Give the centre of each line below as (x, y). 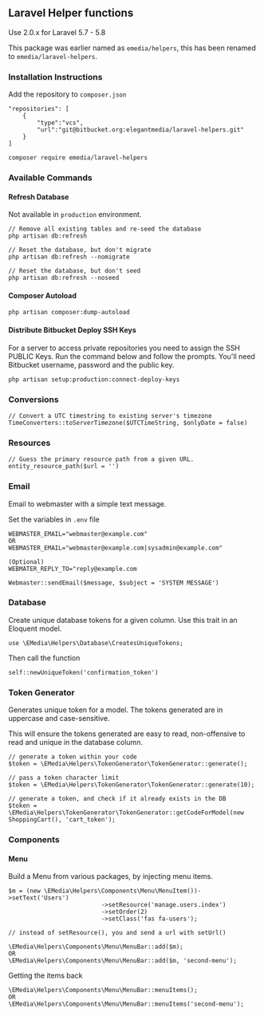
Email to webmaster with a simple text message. (87, 504)
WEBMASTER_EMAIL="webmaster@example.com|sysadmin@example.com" (116, 548)
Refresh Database (39, 197)
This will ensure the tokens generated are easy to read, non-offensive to (127, 734)
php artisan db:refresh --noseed (64, 278)
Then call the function (44, 658)
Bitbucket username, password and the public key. (91, 364)
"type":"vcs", (60, 123)
